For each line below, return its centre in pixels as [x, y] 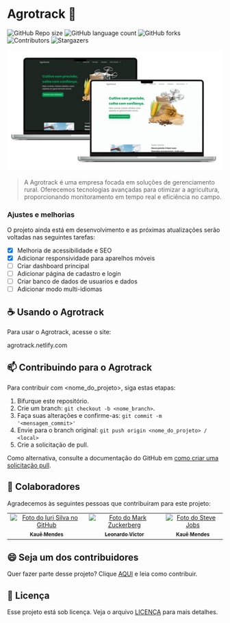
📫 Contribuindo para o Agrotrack [80, 367]
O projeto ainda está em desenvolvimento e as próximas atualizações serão [114, 230]
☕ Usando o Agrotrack [56, 312]
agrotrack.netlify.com [37, 345]
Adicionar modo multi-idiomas [60, 289]
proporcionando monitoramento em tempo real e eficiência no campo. [123, 197]
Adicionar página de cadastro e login [69, 273]
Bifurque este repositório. [53, 401]
